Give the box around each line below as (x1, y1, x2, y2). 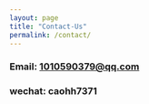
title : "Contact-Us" (9, 22, 88, 31)
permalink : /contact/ (9, 30, 92, 39)
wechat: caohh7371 (9, 85, 98, 98)
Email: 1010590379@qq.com (9, 60, 140, 73)
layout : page (9, 13, 59, 23)
